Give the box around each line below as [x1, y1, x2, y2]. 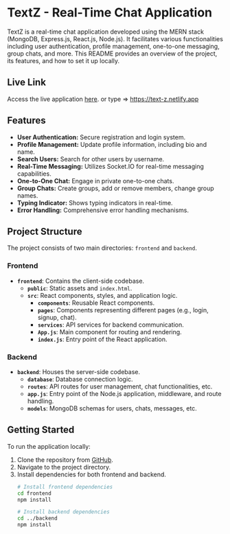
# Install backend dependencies [16, 509, 110, 515]
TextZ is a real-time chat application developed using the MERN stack [7, 27, 205, 36]
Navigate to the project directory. [16, 463, 111, 471]
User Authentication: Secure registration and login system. [16, 132, 186, 141]
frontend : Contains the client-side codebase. [16, 277, 145, 285]
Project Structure [7, 225, 82, 237]
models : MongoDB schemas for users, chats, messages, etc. [27, 404, 197, 413]
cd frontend [16, 489, 51, 497]
